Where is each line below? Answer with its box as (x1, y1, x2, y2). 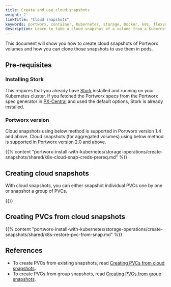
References (5, 246, 43, 255)
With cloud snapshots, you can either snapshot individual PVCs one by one (5, 182, 163, 189)
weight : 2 (5, 12, 26, 17)
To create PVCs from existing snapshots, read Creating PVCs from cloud (12, 259, 165, 266)
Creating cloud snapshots (5, 169, 89, 177)
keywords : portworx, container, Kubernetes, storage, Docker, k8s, (5, 21, 152, 27)
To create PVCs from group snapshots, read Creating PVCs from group (12, 271, 162, 277)
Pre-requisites (5, 61, 52, 69)
